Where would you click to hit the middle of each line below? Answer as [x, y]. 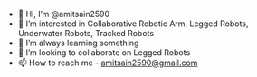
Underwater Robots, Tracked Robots [86, 33]
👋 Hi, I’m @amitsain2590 [64, 14]
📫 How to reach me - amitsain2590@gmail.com [108, 63]
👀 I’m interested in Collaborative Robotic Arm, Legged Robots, [133, 24]
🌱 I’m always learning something [78, 43]
